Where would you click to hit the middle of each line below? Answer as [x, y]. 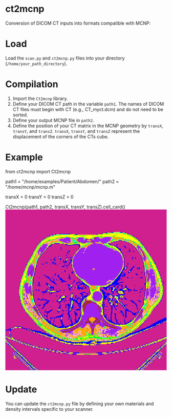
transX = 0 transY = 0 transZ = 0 [39, 197]
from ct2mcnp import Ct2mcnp [38, 171]
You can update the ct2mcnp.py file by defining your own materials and [80, 404]
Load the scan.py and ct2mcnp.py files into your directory [65, 58]
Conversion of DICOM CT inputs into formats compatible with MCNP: [78, 23]
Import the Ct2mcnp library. [40, 98]
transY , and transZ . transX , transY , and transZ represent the [76, 131]
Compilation [32, 84]
